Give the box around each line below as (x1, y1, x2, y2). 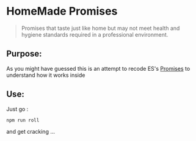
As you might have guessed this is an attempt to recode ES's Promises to (6, 65, 191, 72)
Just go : (6, 105, 29, 112)
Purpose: (6, 49, 42, 59)
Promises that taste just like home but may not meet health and (21, 24, 180, 32)
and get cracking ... (6, 128, 56, 135)
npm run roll (6, 117, 40, 123)
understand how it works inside (6, 71, 85, 79)
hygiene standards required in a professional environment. (21, 31, 169, 38)
